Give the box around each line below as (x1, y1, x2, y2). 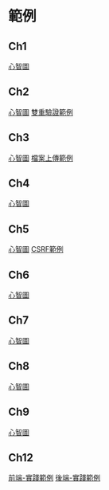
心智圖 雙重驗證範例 (8, 107, 73, 116)
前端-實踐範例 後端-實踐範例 (8, 473, 101, 483)
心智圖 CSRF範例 (8, 245, 64, 254)
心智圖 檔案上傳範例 (8, 153, 73, 163)
